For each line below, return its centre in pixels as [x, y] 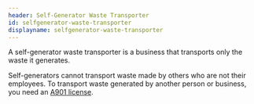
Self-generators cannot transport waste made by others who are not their [127, 76]
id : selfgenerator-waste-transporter [70, 23]
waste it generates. [39, 60]
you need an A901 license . [51, 92]
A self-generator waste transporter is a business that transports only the [125, 52]
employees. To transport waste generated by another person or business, [127, 84]
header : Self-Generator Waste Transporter [79, 15]
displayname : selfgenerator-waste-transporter [86, 30]
